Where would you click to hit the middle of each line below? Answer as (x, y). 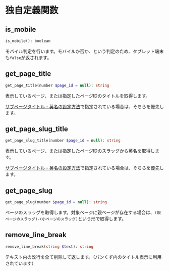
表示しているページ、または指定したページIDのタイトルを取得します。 (78, 96)
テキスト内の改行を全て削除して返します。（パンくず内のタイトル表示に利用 (83, 257)
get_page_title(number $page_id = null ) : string (57, 85)
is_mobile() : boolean (28, 41)
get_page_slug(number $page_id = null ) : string (56, 202)
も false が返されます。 (29, 57)
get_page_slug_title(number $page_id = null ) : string (63, 141)
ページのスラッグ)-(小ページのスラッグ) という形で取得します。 (66, 218)
